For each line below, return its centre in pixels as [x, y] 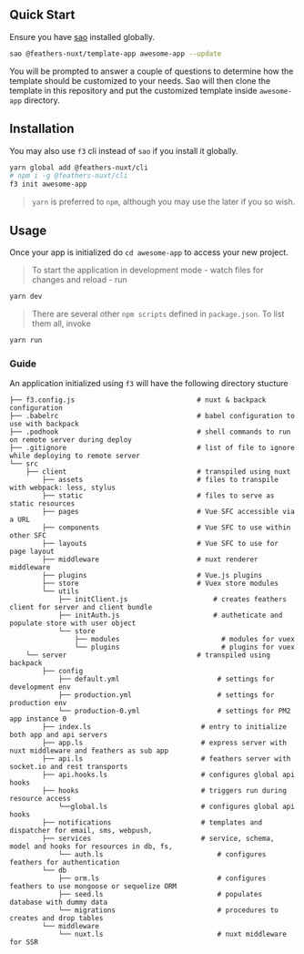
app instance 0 [38, 719]
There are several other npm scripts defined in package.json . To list [158, 313]
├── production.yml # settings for [166, 695]
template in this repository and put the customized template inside [133, 90]
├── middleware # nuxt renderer [150, 559]
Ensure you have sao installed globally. [82, 36]
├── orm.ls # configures [162, 878]
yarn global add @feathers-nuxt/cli [79, 168]
